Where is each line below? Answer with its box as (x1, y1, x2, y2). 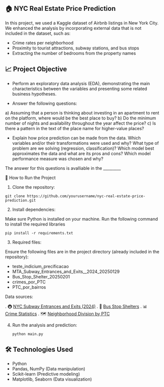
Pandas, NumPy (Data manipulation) (12, 366, 86, 372)
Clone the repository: (12, 184, 55, 190)
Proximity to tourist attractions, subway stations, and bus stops (12, 45, 140, 51)
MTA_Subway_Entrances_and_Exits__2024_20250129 (12, 269, 120, 274)
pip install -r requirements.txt (5, 230, 73, 235)
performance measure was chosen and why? (12, 156, 104, 161)
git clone (5, 193, 25, 199)
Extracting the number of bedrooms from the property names (12, 50, 136, 56)
